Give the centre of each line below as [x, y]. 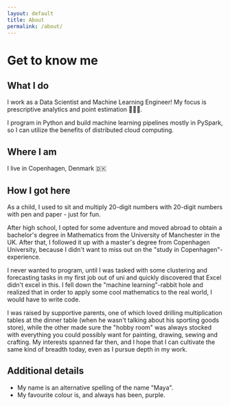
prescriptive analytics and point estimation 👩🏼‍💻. [75, 109]
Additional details [46, 371]
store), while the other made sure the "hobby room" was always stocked [110, 327]
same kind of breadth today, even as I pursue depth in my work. [97, 349]
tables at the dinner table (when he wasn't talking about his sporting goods [113, 320]
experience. [24, 257]
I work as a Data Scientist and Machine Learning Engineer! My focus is [107, 102]
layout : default [30, 13]
